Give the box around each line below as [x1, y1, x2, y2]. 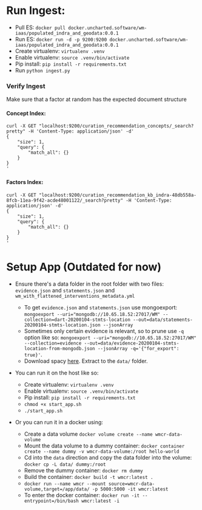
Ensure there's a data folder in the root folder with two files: [15, 280, 164, 288]
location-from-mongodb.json [24, 345, 95, 351]
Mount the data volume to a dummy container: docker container [24, 442, 185, 449]
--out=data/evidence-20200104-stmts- [84, 340, 180, 346]
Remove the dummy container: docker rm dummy [24, 466, 144, 474]
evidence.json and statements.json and [15, 286, 115, 294]
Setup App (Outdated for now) [6, 260, 162, 274]
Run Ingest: [6, 4, 66, 18]
